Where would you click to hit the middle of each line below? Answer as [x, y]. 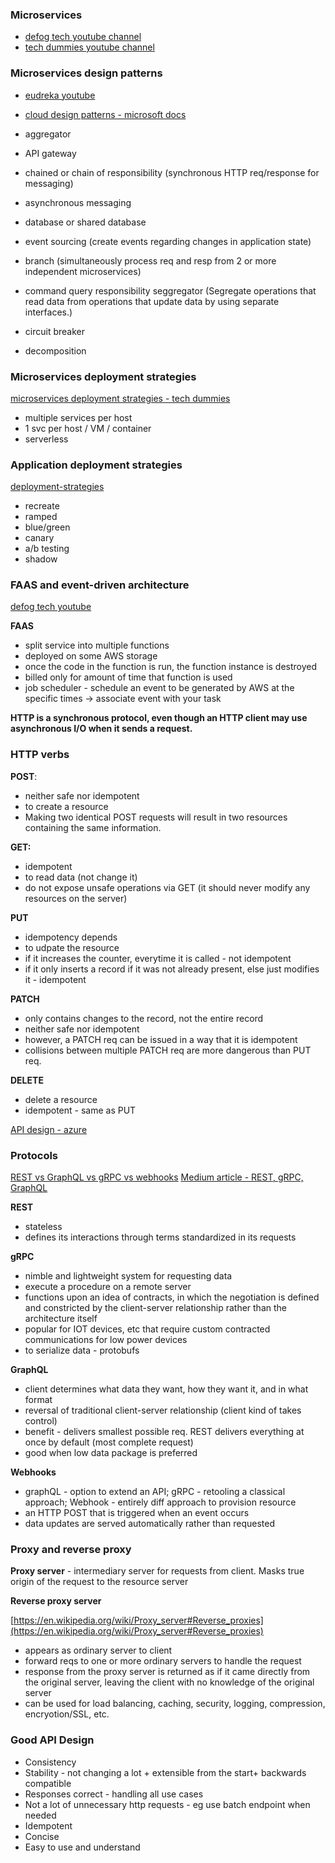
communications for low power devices [106, 1340]
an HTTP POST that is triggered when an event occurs [137, 1513]
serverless [46, 439]
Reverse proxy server [56, 1601]
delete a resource [61, 1099]
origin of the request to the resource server [99, 1582]
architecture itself [61, 1319]
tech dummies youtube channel [89, 47]
